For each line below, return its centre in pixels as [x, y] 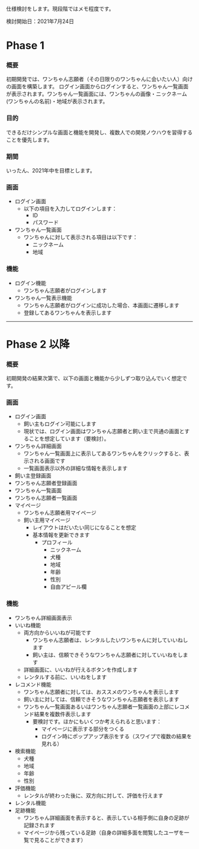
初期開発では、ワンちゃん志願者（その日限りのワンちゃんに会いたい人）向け [99, 79]
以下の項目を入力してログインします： [70, 209]
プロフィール [57, 542]
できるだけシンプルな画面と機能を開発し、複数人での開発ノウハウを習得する [99, 132]
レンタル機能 [30, 803]
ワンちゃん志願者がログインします [65, 290]
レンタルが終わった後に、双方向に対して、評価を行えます [94, 795]
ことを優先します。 [29, 140]
